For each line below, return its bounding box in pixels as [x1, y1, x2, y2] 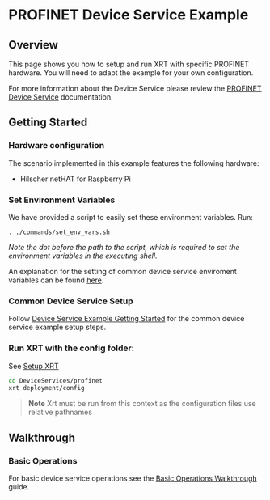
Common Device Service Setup [8, 295, 133, 307]
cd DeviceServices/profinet [8, 376, 103, 385]
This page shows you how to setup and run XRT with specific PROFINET [8, 59, 249, 69]
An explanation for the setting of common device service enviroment [8, 266, 237, 276]
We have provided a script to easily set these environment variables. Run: [8, 212, 253, 222]
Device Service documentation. [8, 92, 113, 102]
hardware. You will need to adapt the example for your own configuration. [8, 68, 254, 78]
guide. [8, 482, 30, 492]
